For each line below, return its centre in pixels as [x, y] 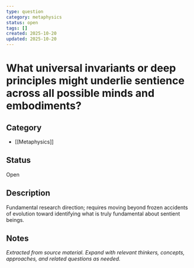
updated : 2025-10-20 [32, 39]
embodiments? [44, 106]
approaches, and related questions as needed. [63, 259]
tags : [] [17, 28]
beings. [15, 220]
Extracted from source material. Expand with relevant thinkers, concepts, [96, 253]
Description [28, 193]
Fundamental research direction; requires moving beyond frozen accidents [97, 207]
